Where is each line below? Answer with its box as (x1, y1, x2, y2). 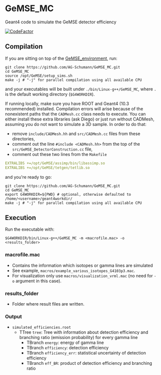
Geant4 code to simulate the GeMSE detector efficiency (5, 19, 116, 25)
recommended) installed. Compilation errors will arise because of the (5, 105, 144, 112)
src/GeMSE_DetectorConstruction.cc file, (12, 146, 93, 152)
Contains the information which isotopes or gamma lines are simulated (12, 262, 153, 268)
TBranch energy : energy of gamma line (26, 340, 104, 345)
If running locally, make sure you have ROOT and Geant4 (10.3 (5, 101, 129, 106)
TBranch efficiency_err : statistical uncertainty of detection (26, 350, 146, 356)
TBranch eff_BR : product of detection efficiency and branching (26, 360, 152, 366)
